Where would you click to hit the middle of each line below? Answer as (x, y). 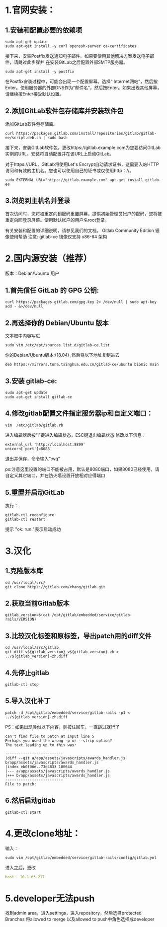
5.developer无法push (50, 898)
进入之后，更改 (20, 867)
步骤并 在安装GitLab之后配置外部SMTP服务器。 (80, 62)
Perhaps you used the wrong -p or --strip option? (59, 741)
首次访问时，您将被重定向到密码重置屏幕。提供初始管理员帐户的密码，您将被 (83, 214)
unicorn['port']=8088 (28, 449)
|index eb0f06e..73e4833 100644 (39, 767)
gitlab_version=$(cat (28, 615)
